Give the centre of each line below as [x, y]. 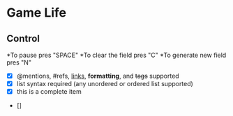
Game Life [37, 13]
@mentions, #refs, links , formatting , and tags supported [98, 76]
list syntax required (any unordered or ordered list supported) [105, 84]
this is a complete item [49, 92]
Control [23, 39]
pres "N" [19, 63]
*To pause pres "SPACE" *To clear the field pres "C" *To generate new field [116, 55]
